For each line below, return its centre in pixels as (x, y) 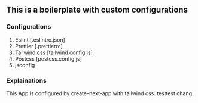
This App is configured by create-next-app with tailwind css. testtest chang (99, 93)
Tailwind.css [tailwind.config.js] (54, 52)
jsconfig (25, 65)
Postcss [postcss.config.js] (48, 58)
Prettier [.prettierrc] (39, 46)
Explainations (26, 80)
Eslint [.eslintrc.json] (40, 40)
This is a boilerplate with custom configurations (97, 10)
